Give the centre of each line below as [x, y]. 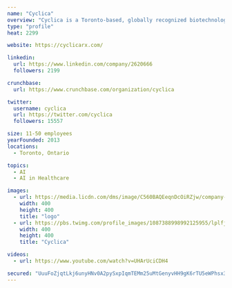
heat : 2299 [23, 33]
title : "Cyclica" [45, 242]
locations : [23, 146]
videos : [18, 255]
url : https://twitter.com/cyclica [63, 115]
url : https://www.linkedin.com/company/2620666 [83, 64]
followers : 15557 [38, 122]
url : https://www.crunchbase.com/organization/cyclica [94, 89]
